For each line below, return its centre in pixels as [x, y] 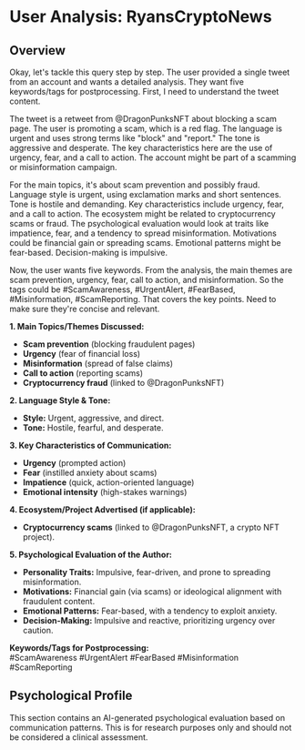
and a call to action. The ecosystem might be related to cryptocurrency [142, 214]
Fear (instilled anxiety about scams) [90, 472]
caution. [38, 630]
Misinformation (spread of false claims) [98, 363]
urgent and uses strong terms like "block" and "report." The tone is [135, 138]
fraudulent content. [59, 601]
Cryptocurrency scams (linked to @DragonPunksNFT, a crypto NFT [151, 527]
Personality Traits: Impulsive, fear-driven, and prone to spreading [147, 572]
